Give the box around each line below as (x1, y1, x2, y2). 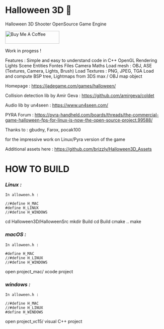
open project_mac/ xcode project (5, 268, 73, 274)
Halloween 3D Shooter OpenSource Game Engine (5, 21, 107, 27)
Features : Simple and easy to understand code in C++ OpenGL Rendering (5, 57, 158, 63)
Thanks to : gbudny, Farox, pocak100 (5, 126, 81, 132)
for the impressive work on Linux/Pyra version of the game (5, 136, 126, 142)
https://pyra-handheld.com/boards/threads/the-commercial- (34, 111, 159, 117)
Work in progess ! (5, 47, 41, 54)
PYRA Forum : (5, 111, 34, 117)
